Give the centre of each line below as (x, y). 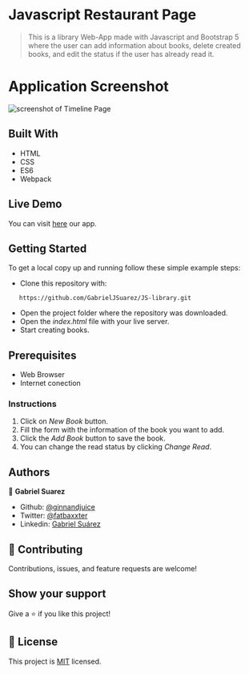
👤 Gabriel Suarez (37, 492)
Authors (29, 472)
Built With (33, 134)
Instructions (33, 404)
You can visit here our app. (53, 223)
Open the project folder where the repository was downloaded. (124, 313)
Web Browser (42, 375)
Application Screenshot (89, 87)
